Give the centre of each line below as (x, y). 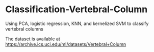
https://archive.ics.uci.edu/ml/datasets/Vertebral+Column (66, 44)
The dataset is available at (33, 39)
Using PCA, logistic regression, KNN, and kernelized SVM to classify (77, 23)
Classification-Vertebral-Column (76, 9)
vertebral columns (24, 29)
